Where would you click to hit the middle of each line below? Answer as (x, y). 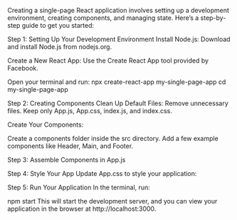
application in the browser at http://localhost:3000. (82, 209)
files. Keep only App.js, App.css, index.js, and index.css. (90, 111)
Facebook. (23, 68)
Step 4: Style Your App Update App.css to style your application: (102, 173)
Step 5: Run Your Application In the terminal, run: (79, 187)
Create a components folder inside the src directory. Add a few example (113, 138)
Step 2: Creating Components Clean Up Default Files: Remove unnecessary (118, 103)
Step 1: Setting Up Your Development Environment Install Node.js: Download (119, 39)
